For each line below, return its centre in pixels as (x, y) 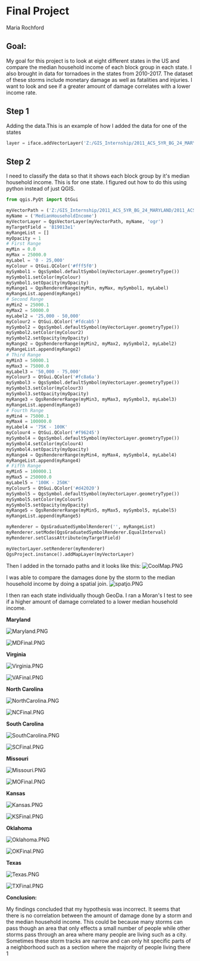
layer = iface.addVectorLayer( (45, 143)
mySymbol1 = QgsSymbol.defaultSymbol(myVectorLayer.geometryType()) (93, 271)
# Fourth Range (25, 411)
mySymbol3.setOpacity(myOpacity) (48, 394)
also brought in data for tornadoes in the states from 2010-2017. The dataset (100, 74)
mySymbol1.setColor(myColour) (44, 277)
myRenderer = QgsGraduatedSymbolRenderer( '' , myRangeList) (81, 527)
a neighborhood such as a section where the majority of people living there (98, 947)
